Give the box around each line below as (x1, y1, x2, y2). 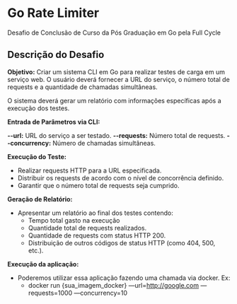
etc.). (28, 246, 44, 255)
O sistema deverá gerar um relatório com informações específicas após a (7, 96, 221, 105)
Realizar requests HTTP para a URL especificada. (17, 166, 162, 175)
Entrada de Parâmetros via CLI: (7, 117, 100, 126)
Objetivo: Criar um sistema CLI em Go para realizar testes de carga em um (7, 67, 225, 76)
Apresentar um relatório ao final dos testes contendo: (17, 209, 173, 217)
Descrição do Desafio (7, 49, 105, 61)
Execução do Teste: (7, 152, 67, 160)
